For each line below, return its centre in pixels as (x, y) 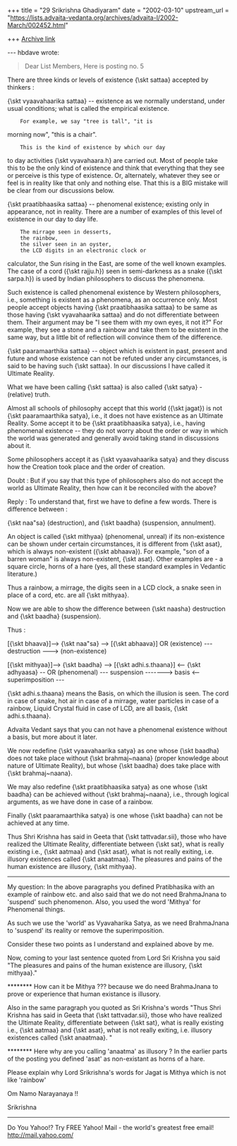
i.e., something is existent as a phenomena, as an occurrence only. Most (112, 300)
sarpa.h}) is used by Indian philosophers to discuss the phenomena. (106, 279)
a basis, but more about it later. (52, 737)
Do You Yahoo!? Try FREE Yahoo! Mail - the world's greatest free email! (111, 1127)
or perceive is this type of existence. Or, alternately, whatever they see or (114, 175)
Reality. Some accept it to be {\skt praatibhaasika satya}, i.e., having (107, 423)
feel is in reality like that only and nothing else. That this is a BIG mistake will (117, 183)
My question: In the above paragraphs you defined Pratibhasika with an (111, 887)
